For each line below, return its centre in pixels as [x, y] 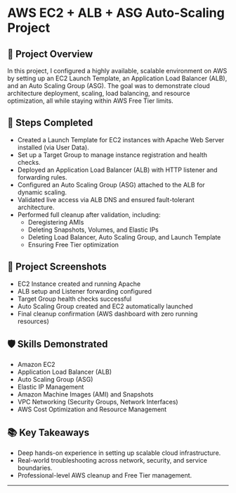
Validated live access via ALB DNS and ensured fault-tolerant [106, 199]
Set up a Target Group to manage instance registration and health [112, 155]
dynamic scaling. [42, 192]
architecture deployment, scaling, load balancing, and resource [99, 93]
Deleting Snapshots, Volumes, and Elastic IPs [93, 230]
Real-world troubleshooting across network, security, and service [112, 461]
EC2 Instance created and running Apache [79, 284]
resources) [33, 321]
